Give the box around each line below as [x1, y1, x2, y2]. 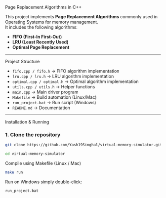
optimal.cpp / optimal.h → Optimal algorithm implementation [12, 79, 139, 84]
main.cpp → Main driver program [12, 89, 79, 95]
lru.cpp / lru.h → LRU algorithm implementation [12, 74, 114, 79]
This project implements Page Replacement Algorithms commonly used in [5, 14, 158, 19]
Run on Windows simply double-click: [5, 179, 83, 185]
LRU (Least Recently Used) [12, 39, 69, 45]
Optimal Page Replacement [12, 44, 70, 50]
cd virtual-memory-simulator [5, 152, 65, 157]
